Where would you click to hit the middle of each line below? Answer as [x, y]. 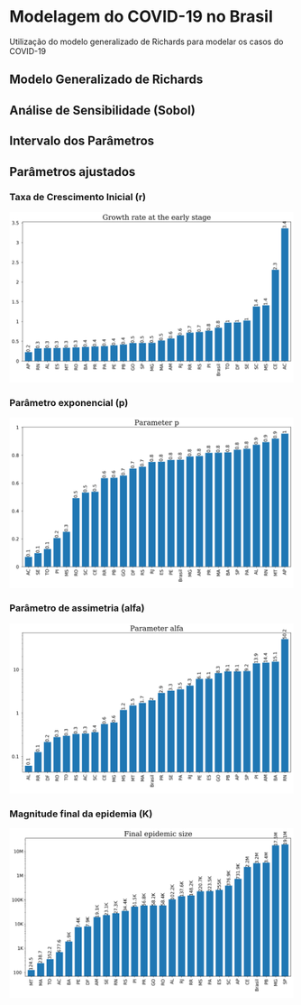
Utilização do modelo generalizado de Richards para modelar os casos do [146, 41]
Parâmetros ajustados [73, 172]
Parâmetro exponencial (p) [69, 402]
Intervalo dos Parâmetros [82, 141]
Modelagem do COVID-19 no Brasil [141, 17]
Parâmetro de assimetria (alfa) [78, 608]
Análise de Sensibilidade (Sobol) [102, 110]
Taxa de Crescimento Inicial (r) [78, 198]
